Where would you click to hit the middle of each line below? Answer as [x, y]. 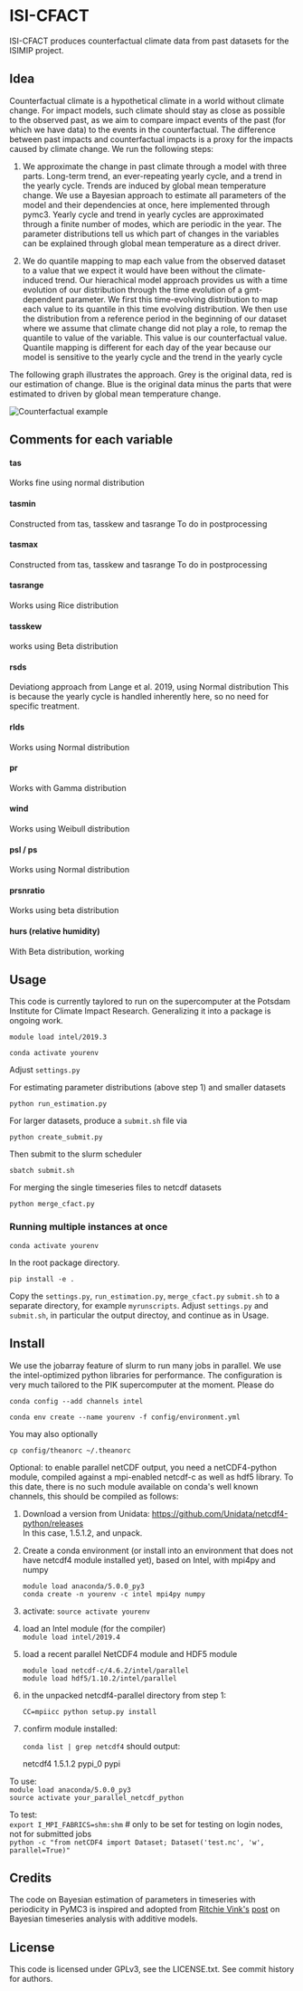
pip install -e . [42, 1279]
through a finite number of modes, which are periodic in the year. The [152, 224]
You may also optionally [53, 1434]
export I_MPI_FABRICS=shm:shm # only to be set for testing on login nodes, [146, 1824]
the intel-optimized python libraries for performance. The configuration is [146, 1375]
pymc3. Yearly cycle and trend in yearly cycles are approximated [143, 214]
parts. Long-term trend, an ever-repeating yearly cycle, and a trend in [152, 176]
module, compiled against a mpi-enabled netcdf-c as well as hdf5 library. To [151, 1477]
